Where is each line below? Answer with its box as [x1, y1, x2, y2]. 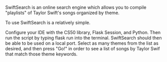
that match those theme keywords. [5, 51, 77, 57]
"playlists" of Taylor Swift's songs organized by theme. [5, 10, 120, 16]
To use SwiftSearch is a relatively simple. [5, 20, 91, 25]
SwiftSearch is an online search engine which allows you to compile [5, 5, 147, 10]
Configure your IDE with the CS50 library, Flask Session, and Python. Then [5, 29, 161, 35]
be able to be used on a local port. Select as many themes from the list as [5, 40, 158, 46]
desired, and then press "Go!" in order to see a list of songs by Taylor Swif [5, 46, 160, 51]
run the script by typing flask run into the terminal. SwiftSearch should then [5, 35, 162, 41]
